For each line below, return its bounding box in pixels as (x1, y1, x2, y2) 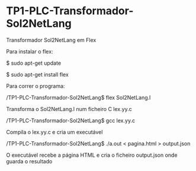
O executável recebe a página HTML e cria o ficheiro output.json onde (6, 151, 178, 159)
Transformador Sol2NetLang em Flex (6, 36, 97, 43)
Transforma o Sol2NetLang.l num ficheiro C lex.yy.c (6, 105, 132, 112)
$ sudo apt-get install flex (6, 71, 69, 78)
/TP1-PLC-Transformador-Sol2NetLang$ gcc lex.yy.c (6, 117, 135, 124)
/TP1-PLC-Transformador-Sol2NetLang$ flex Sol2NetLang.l (6, 94, 151, 101)
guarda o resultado (6, 157, 53, 164)
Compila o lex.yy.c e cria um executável (6, 128, 103, 135)
